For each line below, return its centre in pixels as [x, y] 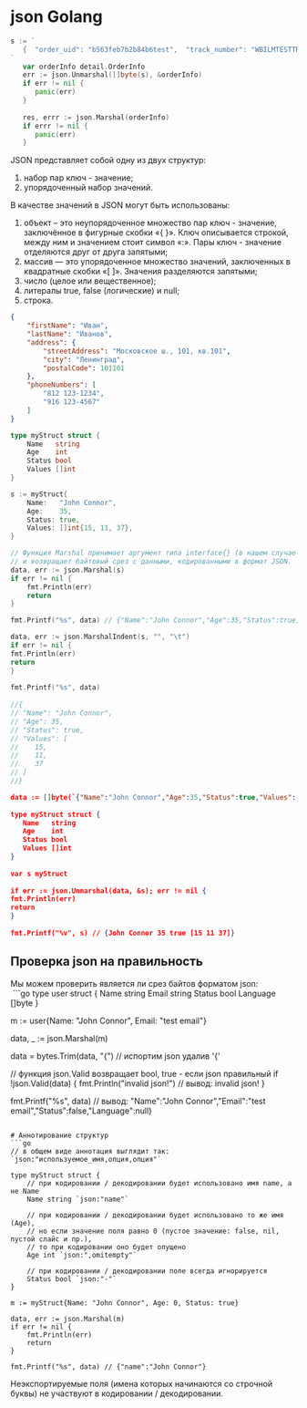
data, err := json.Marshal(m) [68, 1319]
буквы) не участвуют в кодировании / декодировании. [117, 1393]
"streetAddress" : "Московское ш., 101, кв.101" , [137, 351]
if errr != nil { [56, 126]
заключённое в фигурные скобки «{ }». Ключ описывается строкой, [156, 233]
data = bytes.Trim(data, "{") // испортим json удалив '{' [116, 1056]
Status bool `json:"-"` [72, 1279]
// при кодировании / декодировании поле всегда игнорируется [147, 1271]
